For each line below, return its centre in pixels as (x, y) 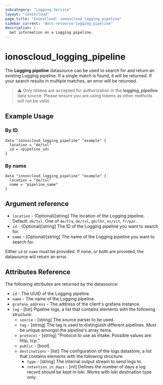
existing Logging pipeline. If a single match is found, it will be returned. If (79, 75)
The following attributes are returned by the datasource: (62, 284)
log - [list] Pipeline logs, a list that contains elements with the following (84, 309)
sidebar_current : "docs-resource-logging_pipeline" (59, 23)
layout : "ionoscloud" (27, 14)
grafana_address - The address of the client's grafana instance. (76, 304)
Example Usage (29, 116)
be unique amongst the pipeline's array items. (66, 330)
